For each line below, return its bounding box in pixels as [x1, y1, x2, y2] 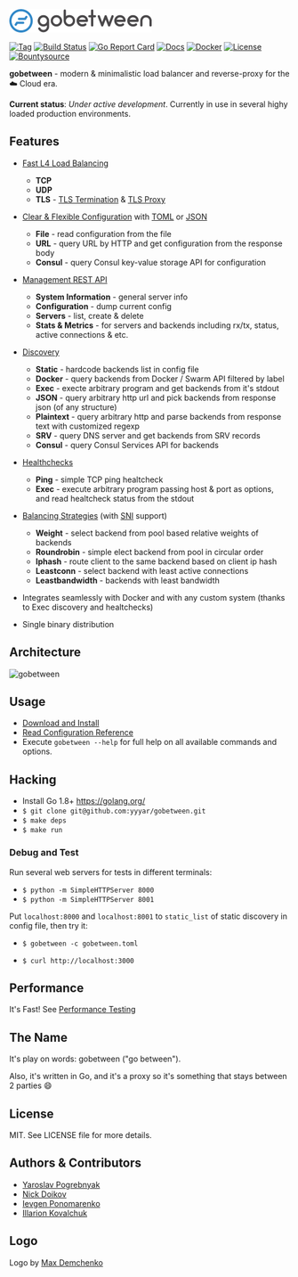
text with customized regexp [35, 421, 141, 431]
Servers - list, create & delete [35, 310, 144, 321]
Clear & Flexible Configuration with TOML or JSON [21, 211, 207, 222]
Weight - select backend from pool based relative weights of [35, 528, 260, 538]
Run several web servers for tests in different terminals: [9, 866, 213, 877]
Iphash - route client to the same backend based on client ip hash [35, 556, 278, 567]
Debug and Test [9, 847, 79, 859]
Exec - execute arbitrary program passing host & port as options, [35, 483, 274, 494]
